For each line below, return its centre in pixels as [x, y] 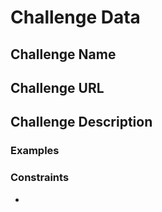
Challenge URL [57, 87]
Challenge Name [63, 54]
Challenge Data [75, 17]
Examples [35, 151]
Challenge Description [81, 122]
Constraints [40, 178]
